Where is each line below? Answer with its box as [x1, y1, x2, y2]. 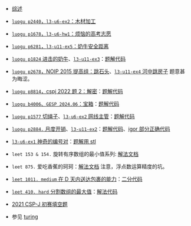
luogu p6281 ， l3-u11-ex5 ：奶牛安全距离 [11, 43, 109, 50]
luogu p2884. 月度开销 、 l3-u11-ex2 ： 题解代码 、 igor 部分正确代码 [11, 126, 170, 132]
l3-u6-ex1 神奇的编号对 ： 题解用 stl [11, 138, 96, 145]
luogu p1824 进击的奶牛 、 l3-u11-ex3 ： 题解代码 [11, 55, 126, 62]
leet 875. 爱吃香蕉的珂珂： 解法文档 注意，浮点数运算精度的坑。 [11, 163, 168, 170]
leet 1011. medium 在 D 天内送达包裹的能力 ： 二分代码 [11, 176, 143, 182]
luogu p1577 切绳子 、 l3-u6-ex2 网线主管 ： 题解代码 [11, 113, 135, 120]
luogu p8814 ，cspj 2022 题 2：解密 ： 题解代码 [11, 88, 123, 94]
